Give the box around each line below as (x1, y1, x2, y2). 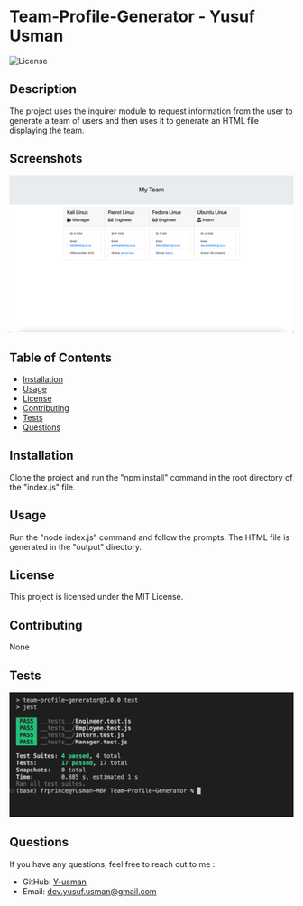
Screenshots (9, 151, 83, 166)
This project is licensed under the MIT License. (9, 592, 184, 602)
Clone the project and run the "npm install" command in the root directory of (9, 472, 293, 482)
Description (9, 81, 77, 97)
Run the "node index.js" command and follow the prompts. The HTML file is (9, 531, 290, 543)
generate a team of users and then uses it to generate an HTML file (9, 115, 260, 126)
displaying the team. (9, 125, 85, 135)
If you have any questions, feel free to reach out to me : (9, 858, 216, 869)
